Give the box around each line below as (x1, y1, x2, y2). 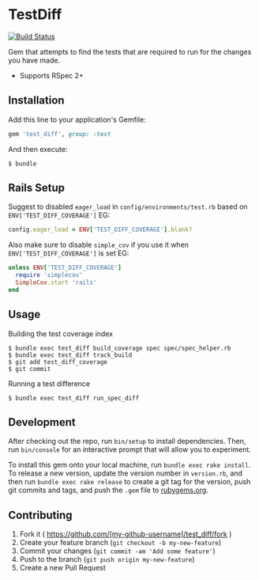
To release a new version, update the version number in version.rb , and (8, 468, 243, 478)
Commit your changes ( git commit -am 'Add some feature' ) (19, 546, 216, 555)
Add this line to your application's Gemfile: (8, 115, 146, 124)
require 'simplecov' (15, 271, 83, 279)
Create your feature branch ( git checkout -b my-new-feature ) (19, 538, 222, 548)
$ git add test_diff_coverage (8, 358, 108, 366)
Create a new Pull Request (19, 563, 107, 573)
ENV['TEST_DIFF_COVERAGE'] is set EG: (8, 248, 129, 258)
